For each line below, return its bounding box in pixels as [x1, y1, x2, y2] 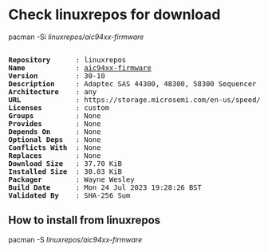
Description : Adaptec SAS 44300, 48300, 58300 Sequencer [8, 79, 257, 89]
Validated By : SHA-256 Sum [8, 191, 131, 200]
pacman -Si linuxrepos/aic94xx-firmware [8, 32, 144, 41]
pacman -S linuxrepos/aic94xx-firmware [8, 234, 143, 244]
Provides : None [8, 119, 101, 128]
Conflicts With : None [8, 143, 101, 152]
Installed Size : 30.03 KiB [8, 167, 122, 176]
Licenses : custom [8, 103, 110, 112]
